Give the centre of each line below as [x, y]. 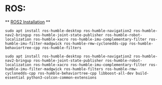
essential [15, 77]
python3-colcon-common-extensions [62, 77]
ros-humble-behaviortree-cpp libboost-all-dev [86, 73]
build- [142, 73]
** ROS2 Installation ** [28, 22]
